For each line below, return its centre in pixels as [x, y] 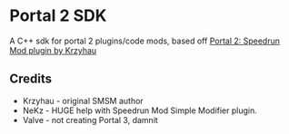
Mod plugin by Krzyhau [53, 50]
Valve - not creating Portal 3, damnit [90, 120]
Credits [31, 79]
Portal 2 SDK [58, 16]
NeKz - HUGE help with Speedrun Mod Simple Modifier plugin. [140, 110]
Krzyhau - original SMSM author [83, 100]
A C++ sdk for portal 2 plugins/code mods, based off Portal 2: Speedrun [144, 41]
